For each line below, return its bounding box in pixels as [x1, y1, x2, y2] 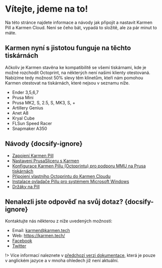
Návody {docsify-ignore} [5, 140, 83, 148]
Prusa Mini [12, 94, 34, 100]
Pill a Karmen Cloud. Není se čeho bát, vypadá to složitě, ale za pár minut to [5, 24, 157, 30]
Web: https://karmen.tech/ [12, 232, 65, 239]
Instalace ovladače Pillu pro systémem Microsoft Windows [12, 179, 129, 184]
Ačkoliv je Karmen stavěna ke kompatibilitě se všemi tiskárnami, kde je [5, 64, 146, 70]
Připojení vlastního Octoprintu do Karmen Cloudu [12, 173, 111, 179]
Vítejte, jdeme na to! [5, 3, 89, 15]
